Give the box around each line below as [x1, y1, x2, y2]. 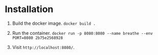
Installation [5, 4, 54, 15]
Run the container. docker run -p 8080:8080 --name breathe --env [12, 30, 153, 36]
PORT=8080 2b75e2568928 [12, 35, 63, 40]
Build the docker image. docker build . [12, 20, 96, 26]
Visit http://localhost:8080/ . [12, 44, 75, 50]
